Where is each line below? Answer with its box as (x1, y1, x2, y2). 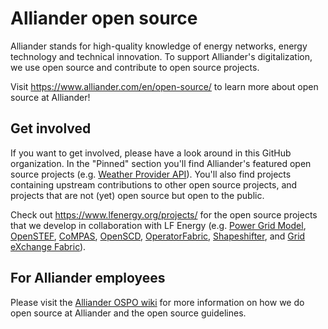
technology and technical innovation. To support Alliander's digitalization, (10, 50, 313, 62)
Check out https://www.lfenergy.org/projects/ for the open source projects (10, 208, 318, 221)
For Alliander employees (10, 270, 166, 287)
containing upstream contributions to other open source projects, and (10, 178, 298, 191)
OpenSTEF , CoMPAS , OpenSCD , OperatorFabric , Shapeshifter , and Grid (10, 230, 306, 242)
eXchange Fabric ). (10, 240, 87, 252)
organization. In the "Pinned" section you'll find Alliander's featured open (10, 157, 312, 169)
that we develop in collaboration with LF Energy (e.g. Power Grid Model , (10, 219, 307, 231)
